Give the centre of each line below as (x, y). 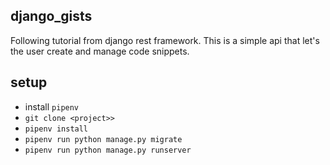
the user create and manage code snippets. (100, 51)
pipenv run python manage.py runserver (108, 150)
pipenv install (56, 129)
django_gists (51, 16)
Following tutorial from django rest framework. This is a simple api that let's (165, 40)
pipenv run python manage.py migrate (103, 139)
